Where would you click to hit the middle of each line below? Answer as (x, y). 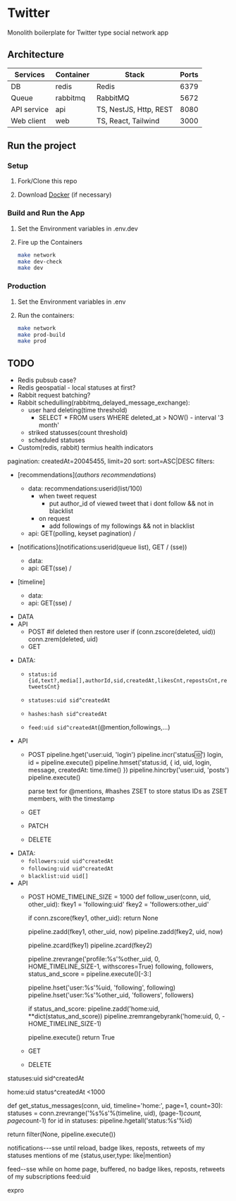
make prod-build (41, 335)
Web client (29, 121)
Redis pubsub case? (47, 380)
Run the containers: (46, 315)
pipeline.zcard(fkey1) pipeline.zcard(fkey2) (90, 945)
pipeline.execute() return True (71, 1037)
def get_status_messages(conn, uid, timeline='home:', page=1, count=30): (115, 1106)
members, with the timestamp (71, 799)
